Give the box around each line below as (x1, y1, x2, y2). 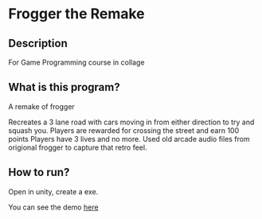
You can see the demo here (8, 202, 99, 212)
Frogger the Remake (8, 5, 145, 23)
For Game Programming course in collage (8, 57, 145, 67)
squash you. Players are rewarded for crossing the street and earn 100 (8, 125, 240, 135)
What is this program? (8, 80, 121, 94)
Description (8, 37, 68, 50)
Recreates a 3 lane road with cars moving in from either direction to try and (8, 117, 255, 127)
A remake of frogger (8, 101, 76, 111)
